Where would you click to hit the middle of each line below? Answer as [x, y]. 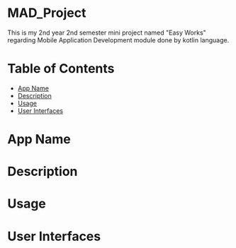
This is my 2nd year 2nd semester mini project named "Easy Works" [107, 33]
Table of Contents [61, 69]
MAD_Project [47, 13]
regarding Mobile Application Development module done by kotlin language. [118, 40]
